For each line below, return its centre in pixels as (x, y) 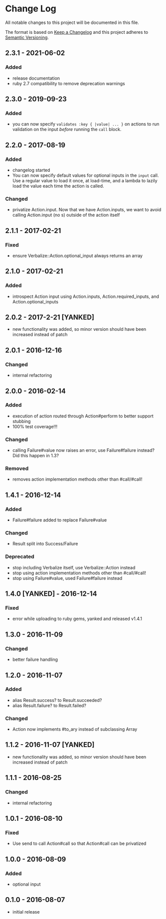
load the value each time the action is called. (58, 186)
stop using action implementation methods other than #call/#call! (79, 573)
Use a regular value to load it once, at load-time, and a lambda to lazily (85, 181)
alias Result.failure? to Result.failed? (49, 705)
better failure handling (35, 659)
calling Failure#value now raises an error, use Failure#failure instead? (83, 450)
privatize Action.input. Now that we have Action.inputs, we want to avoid (87, 210)
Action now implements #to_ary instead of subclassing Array (75, 729)
